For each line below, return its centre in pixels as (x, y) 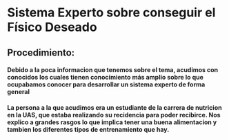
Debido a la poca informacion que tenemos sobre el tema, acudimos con (113, 70)
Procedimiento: (41, 52)
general (18, 92)
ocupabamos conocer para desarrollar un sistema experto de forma (106, 84)
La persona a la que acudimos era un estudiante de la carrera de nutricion (114, 107)
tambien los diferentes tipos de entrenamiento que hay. (88, 129)
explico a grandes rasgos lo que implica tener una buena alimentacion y (112, 122)
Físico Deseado (52, 27)
